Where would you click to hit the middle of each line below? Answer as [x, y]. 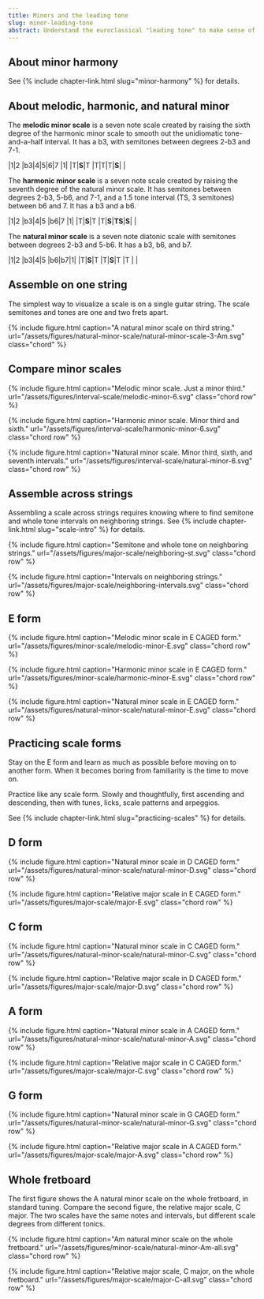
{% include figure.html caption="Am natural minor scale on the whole [121, 1239]
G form [26, 1095]
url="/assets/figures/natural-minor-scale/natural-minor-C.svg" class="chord [132, 954]
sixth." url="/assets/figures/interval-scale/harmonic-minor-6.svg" [115, 429]
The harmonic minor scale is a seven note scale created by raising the [123, 181]
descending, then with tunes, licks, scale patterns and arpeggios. [114, 803]
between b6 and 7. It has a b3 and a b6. [72, 206]
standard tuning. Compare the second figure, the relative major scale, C [125, 1207]
